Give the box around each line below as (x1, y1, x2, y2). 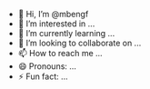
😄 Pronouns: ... (17, 61, 77, 72)
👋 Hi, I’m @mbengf (17, 9, 89, 19)
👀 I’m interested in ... (17, 18, 95, 29)
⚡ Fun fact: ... (17, 71, 68, 82)
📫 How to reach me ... (17, 48, 103, 58)
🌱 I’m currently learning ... (17, 28, 115, 38)
